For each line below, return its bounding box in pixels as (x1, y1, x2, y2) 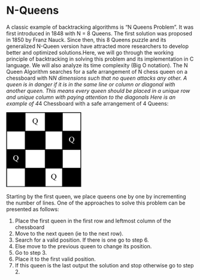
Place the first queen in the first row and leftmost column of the (14, 217, 172, 224)
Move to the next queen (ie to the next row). (14, 230, 124, 237)
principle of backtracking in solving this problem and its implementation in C (6, 55, 194, 62)
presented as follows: (6, 205, 59, 213)
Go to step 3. (14, 249, 47, 256)
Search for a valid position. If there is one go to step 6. (14, 236, 149, 243)
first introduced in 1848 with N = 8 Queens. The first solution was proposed (6, 29, 193, 37)
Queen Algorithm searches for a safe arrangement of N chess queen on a (6, 68, 187, 75)
